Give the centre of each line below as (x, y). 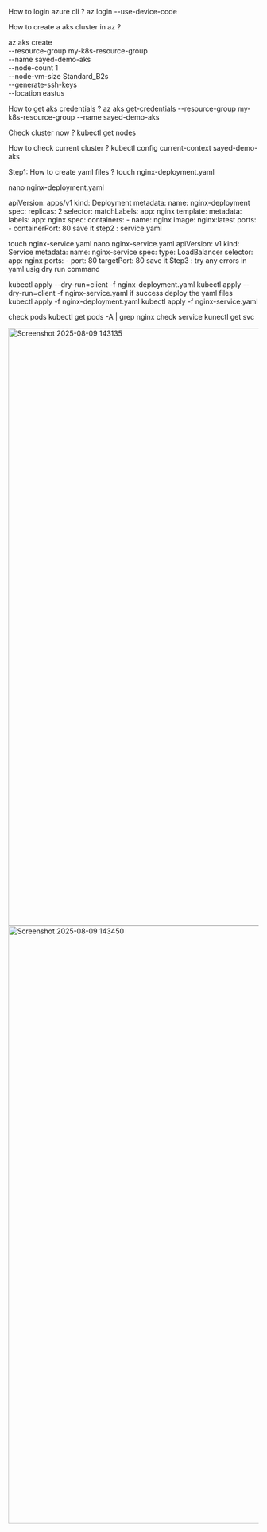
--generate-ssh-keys (43, 84)
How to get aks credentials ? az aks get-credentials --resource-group (122, 108)
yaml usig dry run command (54, 269)
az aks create (31, 42)
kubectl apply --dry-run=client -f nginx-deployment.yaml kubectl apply (125, 285)
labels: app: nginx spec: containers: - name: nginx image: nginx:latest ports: (132, 220)
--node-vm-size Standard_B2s (58, 76)
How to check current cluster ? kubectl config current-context (110, 148)
